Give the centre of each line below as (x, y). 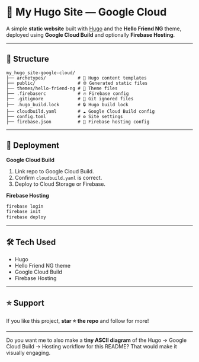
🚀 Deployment (33, 146)
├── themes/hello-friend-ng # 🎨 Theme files (62, 88)
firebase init (24, 212)
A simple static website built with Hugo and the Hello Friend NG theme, (94, 28)
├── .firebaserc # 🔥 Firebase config (68, 93)
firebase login (25, 206)
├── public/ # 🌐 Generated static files (77, 83)
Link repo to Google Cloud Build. (54, 171)
